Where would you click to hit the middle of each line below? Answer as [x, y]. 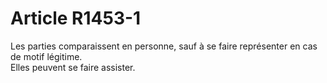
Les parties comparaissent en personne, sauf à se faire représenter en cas [164, 46]
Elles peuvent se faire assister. [73, 67]
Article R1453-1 [76, 18]
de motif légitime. [46, 56]
